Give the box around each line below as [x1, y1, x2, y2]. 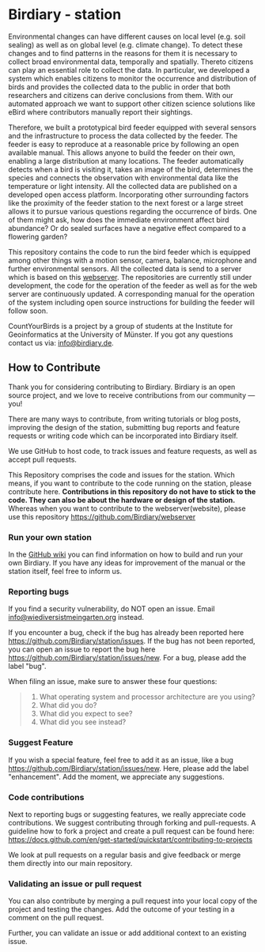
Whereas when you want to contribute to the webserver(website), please [8, 504, 247, 513]
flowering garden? [8, 232, 68, 241]
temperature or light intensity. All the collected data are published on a [8, 181, 237, 191]
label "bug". [8, 662, 47, 671]
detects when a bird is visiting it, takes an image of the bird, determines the [8, 164, 253, 174]
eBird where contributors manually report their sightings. [8, 107, 193, 116]
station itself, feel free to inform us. [8, 567, 123, 576]
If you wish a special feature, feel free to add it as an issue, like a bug [8, 755, 233, 765]
